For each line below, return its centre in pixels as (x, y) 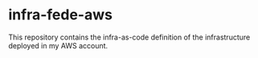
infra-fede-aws (60, 15)
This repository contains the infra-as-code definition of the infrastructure (129, 37)
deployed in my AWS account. (58, 45)
